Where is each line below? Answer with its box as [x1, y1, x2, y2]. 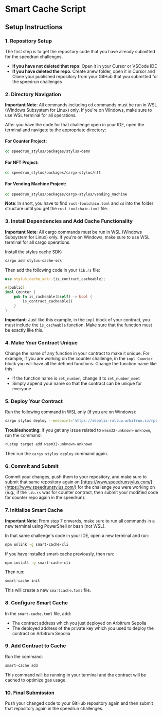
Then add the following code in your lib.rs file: [5, 267, 101, 273]
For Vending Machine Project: [5, 180, 67, 186]
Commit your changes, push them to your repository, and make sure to [5, 474, 147, 480]
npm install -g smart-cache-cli [5, 560, 71, 565]
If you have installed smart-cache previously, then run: [5, 551, 114, 557]
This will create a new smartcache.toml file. [5, 587, 91, 593]
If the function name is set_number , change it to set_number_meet [12, 376, 140, 381]
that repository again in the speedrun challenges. [5, 706, 104, 712]
